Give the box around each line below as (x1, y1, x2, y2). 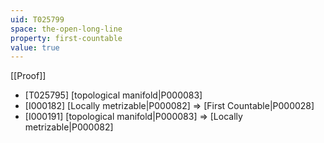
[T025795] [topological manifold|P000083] (24, 89, 203, 101)
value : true (10, 42, 60, 53)
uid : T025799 (10, 14, 65, 25)
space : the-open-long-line (10, 24, 123, 34)
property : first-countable (10, 33, 123, 43)
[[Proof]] (10, 70, 47, 82)
